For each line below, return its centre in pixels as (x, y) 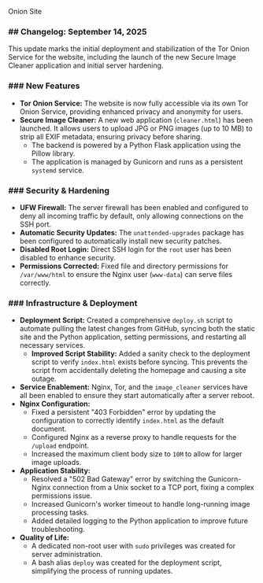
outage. (44, 379)
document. (49, 429)
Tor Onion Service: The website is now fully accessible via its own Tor (134, 103)
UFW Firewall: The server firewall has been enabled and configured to (134, 207)
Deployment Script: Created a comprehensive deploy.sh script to (126, 320)
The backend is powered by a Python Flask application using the (136, 145)
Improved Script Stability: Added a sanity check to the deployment (141, 354)
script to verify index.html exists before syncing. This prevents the (139, 362)
